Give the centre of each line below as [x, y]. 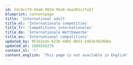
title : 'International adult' [36, 19]
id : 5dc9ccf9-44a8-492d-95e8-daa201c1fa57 [49, 10]
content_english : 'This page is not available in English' [67, 55]
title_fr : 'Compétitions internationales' [49, 28]
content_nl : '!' [22, 50]
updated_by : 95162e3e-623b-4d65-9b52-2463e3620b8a [58, 42]
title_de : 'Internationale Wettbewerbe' [47, 32]
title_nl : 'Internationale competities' [47, 23]
